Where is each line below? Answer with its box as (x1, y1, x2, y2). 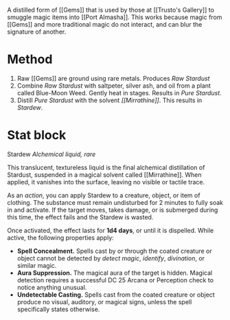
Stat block (7, 127, 67, 143)
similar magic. (16, 261, 57, 269)
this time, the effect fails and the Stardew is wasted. (7, 212, 154, 221)
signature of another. (7, 27, 67, 36)
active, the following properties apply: (7, 233, 115, 242)
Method (7, 51, 53, 67)
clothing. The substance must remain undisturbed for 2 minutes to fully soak (7, 198, 223, 206)
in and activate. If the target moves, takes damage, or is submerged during (7, 206, 218, 214)
